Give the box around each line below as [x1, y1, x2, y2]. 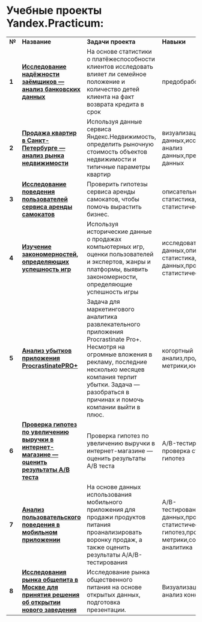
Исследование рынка [87, 568, 150, 576]
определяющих [22, 257, 69, 266]
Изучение [22, 242, 52, 251]
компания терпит [87, 372, 137, 381]
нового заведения [22, 605, 77, 614]
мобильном [22, 528, 58, 536]
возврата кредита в [87, 100, 144, 108]
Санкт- [26, 136, 50, 145]
